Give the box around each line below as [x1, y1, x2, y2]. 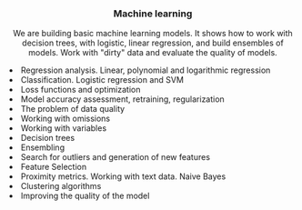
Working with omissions [21, 113, 111, 125]
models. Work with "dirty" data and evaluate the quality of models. [28, 47, 277, 58]
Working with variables [21, 123, 107, 134]
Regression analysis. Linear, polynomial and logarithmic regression [21, 65, 271, 75]
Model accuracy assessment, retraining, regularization [21, 94, 225, 105]
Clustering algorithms [21, 181, 102, 192]
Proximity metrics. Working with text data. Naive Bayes [21, 171, 226, 182]
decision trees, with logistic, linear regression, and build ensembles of [22, 37, 284, 48]
